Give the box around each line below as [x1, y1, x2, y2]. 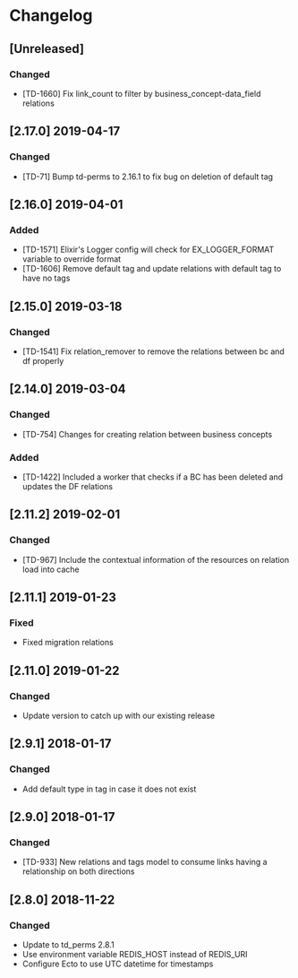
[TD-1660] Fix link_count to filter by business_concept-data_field [21, 88, 261, 99]
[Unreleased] [9, 41, 85, 56]
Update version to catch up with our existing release [21, 710, 216, 721]
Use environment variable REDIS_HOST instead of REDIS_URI [21, 949, 248, 960]
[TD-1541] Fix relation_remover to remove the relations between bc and [21, 346, 285, 357]
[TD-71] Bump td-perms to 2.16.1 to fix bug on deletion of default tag [21, 171, 274, 182]
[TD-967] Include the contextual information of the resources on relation [21, 554, 290, 565]
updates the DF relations [21, 480, 114, 491]
